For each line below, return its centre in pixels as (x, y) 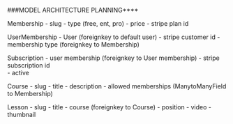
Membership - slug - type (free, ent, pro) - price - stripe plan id (98, 23)
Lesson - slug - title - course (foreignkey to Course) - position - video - (109, 107)
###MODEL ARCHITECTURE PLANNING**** (73, 10)
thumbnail (22, 115)
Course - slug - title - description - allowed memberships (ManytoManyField (117, 86)
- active (18, 73)
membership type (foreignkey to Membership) (73, 44)
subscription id (29, 65)
